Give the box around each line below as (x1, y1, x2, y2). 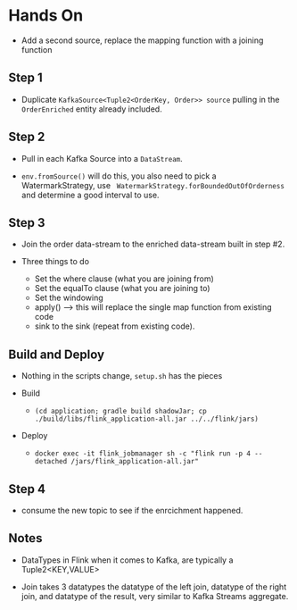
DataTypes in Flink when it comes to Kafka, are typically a (21, 555, 234, 565)
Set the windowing (34, 292, 103, 304)
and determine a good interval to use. (21, 189, 160, 200)
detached (34, 457, 68, 466)
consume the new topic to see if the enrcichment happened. (21, 506, 243, 515)
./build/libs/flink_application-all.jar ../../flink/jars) (34, 414, 260, 424)
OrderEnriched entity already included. (21, 104, 162, 114)
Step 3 (8, 215, 45, 230)
